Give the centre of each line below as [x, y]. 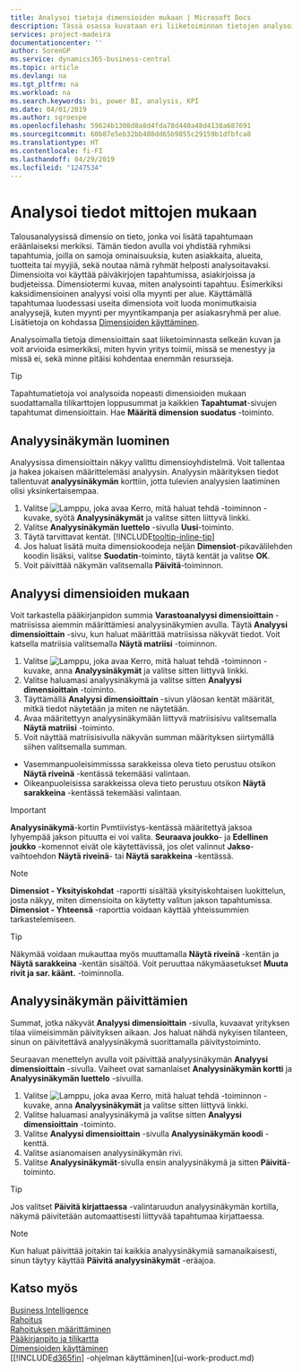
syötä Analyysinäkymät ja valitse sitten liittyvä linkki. [152, 518]
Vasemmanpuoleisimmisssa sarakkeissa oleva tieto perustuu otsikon [149, 764]
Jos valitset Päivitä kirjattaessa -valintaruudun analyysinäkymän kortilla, [144, 1206]
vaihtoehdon [33, 856]
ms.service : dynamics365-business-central [91, 59]
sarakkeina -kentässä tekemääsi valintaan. [102, 792]
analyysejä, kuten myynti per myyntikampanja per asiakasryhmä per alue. [146, 313]
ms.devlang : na [39, 76]
